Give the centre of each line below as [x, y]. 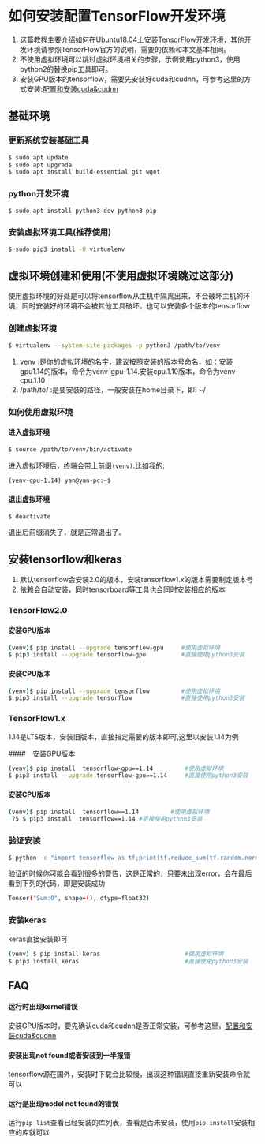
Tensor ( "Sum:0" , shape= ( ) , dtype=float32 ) [79, 899]
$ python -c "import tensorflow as [67, 858]
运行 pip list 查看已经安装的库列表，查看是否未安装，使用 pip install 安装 [128, 1123]
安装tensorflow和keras [65, 560]
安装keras [27, 920]
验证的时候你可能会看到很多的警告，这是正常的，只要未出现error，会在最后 [130, 873]
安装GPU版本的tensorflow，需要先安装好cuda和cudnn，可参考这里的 [132, 79]
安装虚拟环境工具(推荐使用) [60, 232]
